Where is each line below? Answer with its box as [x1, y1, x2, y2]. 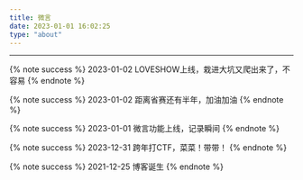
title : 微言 [9, 13, 51, 22]
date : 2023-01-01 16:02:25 [9, 22, 111, 31]
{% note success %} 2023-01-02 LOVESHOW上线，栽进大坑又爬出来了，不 [9, 64, 291, 75]
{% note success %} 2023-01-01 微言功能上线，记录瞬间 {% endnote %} [9, 123, 280, 134]
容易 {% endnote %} [9, 76, 86, 86]
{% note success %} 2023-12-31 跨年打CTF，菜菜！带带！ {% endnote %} [9, 142, 287, 153]
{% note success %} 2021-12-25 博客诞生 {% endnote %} [9, 161, 224, 172]
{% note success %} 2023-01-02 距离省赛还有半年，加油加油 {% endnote [9, 94, 284, 105]
